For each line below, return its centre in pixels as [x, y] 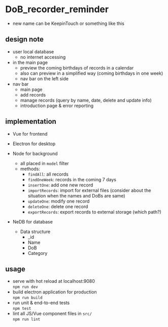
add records [33, 94]
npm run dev [25, 287]
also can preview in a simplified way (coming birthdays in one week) [92, 73]
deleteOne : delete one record [58, 206]
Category [38, 253]
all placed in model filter [45, 163]
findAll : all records [48, 174]
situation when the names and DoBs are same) [76, 195]
